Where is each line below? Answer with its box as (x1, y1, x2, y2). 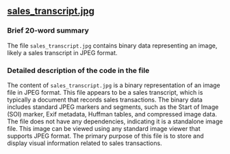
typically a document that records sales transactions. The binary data (7, 95, 203, 104)
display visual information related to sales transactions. (7, 139, 162, 147)
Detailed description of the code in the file (7, 65, 150, 75)
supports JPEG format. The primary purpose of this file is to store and (7, 132, 204, 140)
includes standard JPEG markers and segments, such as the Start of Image (7, 102, 219, 111)
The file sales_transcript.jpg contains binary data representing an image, (7, 41, 218, 50)
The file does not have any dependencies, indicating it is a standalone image (7, 117, 223, 125)
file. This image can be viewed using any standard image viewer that (7, 124, 201, 132)
